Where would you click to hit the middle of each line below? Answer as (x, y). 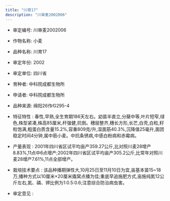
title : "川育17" (22, 10)
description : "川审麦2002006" (36, 15)
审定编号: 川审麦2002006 (39, 30)
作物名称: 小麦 (27, 41)
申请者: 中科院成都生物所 (39, 95)
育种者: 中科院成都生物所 (39, 84)
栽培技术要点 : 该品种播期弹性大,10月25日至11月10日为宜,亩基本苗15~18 (87, 170)
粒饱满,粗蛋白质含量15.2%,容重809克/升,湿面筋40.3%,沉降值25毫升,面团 (88, 129)
